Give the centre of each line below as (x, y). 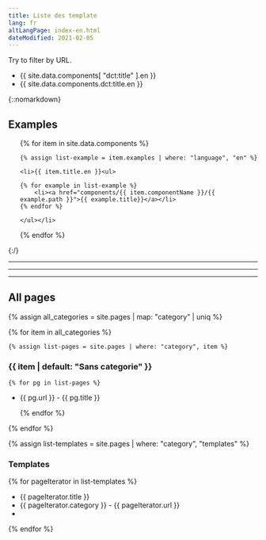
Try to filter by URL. (40, 60)
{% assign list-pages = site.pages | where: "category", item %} (118, 347)
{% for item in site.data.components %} (84, 144)
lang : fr (23, 23)
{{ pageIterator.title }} (54, 497)
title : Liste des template (53, 15)
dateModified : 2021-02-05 (51, 38)
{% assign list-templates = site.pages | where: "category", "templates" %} (129, 444)
